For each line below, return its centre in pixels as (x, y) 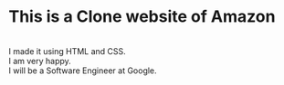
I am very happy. (40, 61)
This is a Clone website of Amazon (142, 17)
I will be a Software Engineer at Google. (83, 71)
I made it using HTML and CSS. (68, 51)
